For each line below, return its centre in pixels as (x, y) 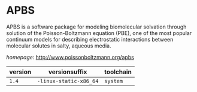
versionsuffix (68, 72)
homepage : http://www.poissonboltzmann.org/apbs (70, 57)
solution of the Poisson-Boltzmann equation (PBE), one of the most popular (99, 33)
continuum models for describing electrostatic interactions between (90, 39)
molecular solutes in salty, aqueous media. (59, 46)
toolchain (118, 72)
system (114, 81)
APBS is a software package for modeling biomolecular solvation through (96, 27)
